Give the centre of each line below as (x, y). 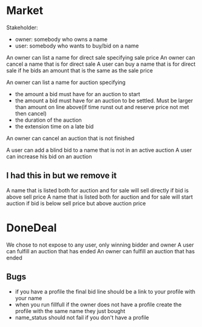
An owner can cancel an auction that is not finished (70, 138)
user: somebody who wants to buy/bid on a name (77, 46)
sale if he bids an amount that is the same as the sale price (80, 70)
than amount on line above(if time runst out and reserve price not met (102, 107)
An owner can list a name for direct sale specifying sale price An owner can (101, 57)
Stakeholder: (22, 27)
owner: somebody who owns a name (61, 39)
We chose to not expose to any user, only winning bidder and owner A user (100, 245)
